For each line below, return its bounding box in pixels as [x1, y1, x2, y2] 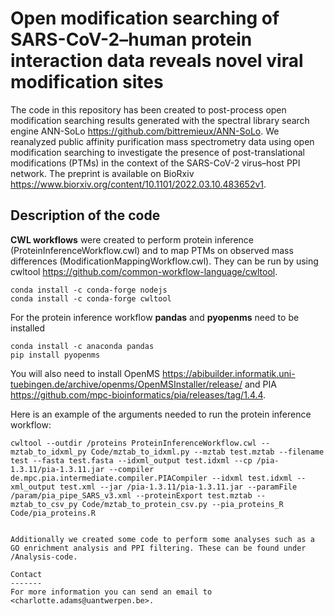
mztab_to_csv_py [10, 499, 78, 509]
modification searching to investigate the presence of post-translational [10, 146, 305, 158]
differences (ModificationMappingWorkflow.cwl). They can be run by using [10, 255, 319, 267]
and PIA [244, 378, 277, 390]
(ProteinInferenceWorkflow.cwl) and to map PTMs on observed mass [10, 244, 294, 256]
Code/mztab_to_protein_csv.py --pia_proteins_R [81, 499, 284, 509]
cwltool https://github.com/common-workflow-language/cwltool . [10, 265, 278, 277]
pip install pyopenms [10, 350, 101, 360]
